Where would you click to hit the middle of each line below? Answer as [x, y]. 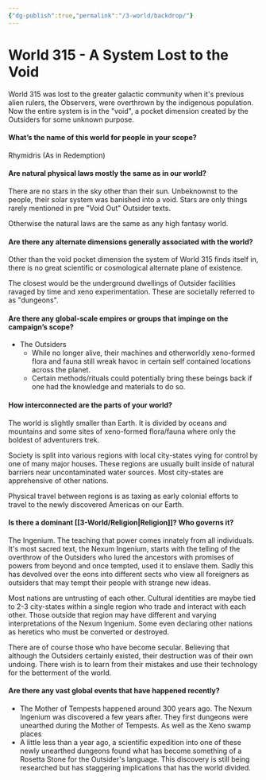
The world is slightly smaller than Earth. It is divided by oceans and [118, 423]
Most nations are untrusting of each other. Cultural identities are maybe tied [132, 598]
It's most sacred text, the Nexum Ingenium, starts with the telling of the [124, 548]
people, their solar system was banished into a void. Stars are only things [128, 199]
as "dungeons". [33, 300]
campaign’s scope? [41, 326]
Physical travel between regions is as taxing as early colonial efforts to [123, 496]
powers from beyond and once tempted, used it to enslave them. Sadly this [131, 565]
